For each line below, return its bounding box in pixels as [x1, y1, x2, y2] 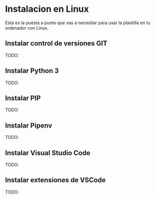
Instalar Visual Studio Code [5, 149, 91, 157]
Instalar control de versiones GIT [5, 39, 108, 48]
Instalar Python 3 [5, 66, 59, 75]
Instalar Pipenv [5, 121, 53, 130]
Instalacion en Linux [5, 3, 90, 15]
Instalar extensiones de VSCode [5, 176, 106, 184]
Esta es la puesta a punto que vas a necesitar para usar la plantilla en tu [5, 20, 151, 26]
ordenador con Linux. [5, 25, 49, 31]
